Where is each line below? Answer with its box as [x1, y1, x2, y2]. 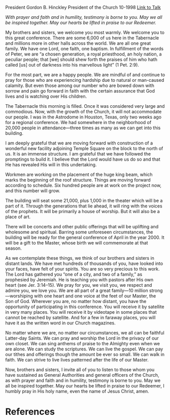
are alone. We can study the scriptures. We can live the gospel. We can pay [5, 346, 163, 352]
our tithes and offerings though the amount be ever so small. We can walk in [5, 351, 165, 357]
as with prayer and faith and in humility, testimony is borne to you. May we [5, 377, 161, 383]
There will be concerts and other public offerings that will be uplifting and [5, 224, 159, 229]
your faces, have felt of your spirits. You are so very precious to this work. [5, 266, 160, 272]
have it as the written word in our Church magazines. [5, 320, 116, 326]
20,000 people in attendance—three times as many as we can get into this [5, 125, 161, 131]
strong [149, 287, 163, 293]
